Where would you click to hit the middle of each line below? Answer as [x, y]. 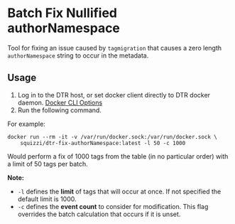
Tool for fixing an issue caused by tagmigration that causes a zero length [115, 48]
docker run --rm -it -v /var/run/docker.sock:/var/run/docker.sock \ [113, 137]
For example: [27, 124]
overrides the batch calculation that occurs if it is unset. [99, 214]
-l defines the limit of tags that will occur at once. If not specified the [119, 191]
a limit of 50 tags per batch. [48, 164]
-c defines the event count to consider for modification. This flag [113, 206]
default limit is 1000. [47, 199]
